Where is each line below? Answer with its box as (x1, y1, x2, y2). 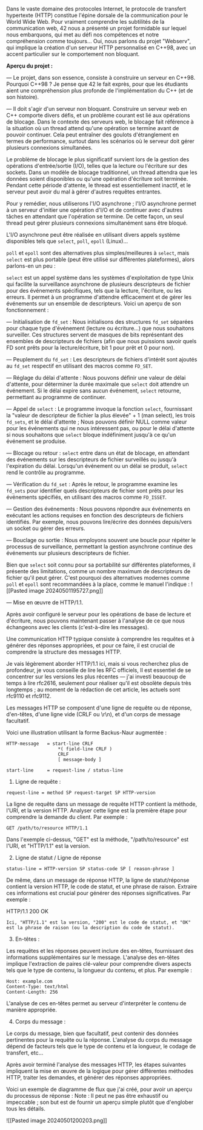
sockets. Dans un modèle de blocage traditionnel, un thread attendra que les (6, 169, 198, 176)
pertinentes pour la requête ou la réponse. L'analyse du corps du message (6, 1036, 192, 1043)
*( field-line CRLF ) (58, 746, 113, 752)
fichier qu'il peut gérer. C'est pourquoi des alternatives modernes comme (6, 574, 190, 581)
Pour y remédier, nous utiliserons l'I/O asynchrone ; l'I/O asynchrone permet (6, 200, 196, 207)
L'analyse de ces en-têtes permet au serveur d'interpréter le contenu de (6, 1000, 187, 1006)
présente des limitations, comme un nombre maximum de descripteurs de (6, 568, 191, 574)
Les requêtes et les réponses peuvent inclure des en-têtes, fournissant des (6, 947, 194, 954)
